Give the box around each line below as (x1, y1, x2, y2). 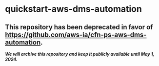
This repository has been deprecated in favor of (5, 23, 153, 31)
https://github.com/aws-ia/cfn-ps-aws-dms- (5, 30, 147, 39)
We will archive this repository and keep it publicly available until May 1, (5, 51, 155, 57)
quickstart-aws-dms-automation (5, 3, 142, 15)
